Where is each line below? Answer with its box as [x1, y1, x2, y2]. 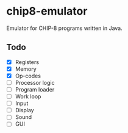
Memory [15, 65, 37, 73]
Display [15, 107, 35, 114]
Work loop [15, 93, 41, 100]
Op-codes [15, 72, 41, 79]
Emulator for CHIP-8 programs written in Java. [6, 24, 123, 32]
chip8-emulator [6, 4, 88, 18]
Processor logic [15, 79, 55, 86]
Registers [15, 58, 40, 65]
